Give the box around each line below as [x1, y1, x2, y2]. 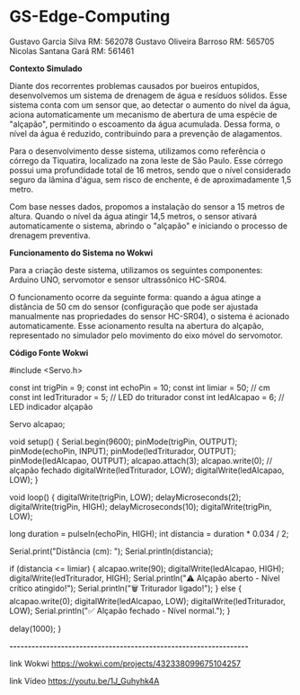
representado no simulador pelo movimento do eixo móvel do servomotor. [9, 330, 283, 341]
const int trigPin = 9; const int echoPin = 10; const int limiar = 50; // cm [9, 382, 271, 393]
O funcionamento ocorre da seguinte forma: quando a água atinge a [9, 291, 261, 302]
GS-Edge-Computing [9, 6, 171, 27]
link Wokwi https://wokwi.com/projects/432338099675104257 [9, 658, 241, 669]
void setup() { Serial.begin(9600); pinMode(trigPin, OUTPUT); [9, 436, 238, 447]
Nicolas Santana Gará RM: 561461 [9, 45, 135, 56]
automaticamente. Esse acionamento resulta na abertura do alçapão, [9, 320, 265, 331]
